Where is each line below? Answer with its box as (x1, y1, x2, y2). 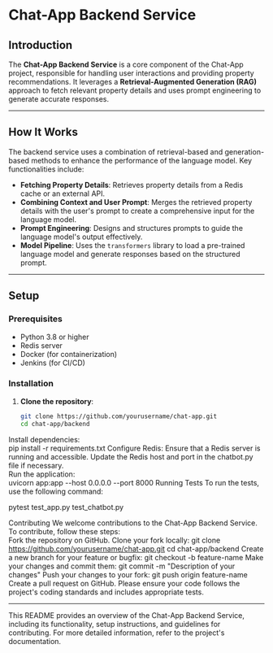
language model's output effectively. (19, 232, 143, 242)
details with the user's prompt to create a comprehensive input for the (19, 206, 255, 215)
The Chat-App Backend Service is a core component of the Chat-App (8, 59, 244, 69)
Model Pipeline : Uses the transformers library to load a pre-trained (19, 240, 245, 250)
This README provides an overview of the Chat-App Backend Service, (8, 610, 245, 620)
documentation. (8, 636, 62, 646)
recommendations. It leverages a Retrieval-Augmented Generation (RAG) (8, 77, 258, 86)
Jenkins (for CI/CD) (19, 358, 85, 368)
